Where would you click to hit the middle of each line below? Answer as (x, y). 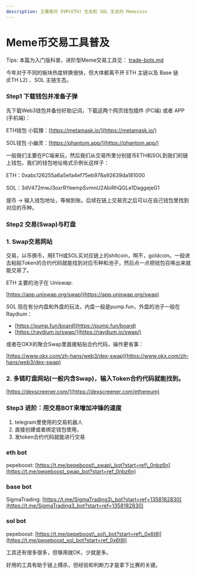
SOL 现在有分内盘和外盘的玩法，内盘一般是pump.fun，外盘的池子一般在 (93, 307)
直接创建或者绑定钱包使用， (48, 429)
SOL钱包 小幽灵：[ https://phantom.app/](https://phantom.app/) (83, 142)
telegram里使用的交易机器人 (49, 422)
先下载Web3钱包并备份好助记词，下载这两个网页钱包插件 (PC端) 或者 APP (96, 110)
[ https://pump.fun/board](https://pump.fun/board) (75, 326)
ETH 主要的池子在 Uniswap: (40, 283)
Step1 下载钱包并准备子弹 (42, 97)
